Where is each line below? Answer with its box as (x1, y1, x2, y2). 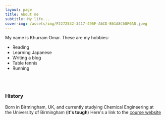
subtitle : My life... (5, 16, 50, 21)
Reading (12, 44, 30, 50)
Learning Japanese (12, 50, 52, 56)
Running (12, 65, 30, 71)
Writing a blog (12, 55, 41, 61)
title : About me (5, 12, 39, 17)
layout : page (5, 7, 32, 12)
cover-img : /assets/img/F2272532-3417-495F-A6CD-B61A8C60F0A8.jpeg (5, 21, 148, 26)
